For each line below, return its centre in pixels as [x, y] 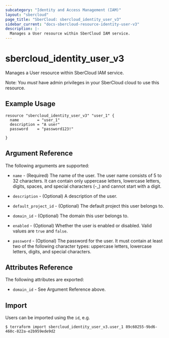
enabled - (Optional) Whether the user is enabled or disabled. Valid [82, 225]
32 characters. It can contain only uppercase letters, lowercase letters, [87, 181]
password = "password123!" [42, 129]
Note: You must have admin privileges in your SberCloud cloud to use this [82, 82]
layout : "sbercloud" [27, 15]
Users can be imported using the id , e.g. [48, 318]
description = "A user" [35, 124]
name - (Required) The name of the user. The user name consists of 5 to [87, 175]
